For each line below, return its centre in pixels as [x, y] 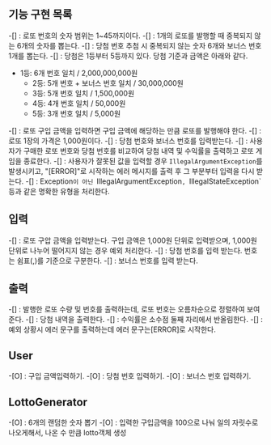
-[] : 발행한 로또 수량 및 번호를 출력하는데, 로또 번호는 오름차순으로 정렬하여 [127, 309]
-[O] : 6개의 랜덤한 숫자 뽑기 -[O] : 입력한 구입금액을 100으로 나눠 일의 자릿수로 [133, 422]
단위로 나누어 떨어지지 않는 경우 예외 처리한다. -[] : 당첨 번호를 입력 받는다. [125, 250]
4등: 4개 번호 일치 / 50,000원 [79, 103]
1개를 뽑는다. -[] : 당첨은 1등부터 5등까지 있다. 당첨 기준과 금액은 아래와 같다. [128, 56]
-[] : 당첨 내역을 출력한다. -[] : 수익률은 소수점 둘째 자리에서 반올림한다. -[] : [144, 320]
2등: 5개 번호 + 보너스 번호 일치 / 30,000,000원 [108, 83]
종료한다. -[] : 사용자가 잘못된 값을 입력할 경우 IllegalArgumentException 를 [143, 161]
